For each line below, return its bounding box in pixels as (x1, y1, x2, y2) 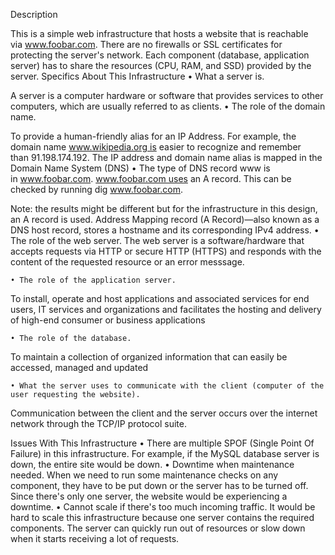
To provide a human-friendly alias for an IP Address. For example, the (10, 130, 297, 142)
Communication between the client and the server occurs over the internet (10, 407, 318, 419)
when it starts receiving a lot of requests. (10, 533, 180, 544)
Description (10, 9, 58, 20)
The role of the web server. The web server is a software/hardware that (10, 235, 305, 246)
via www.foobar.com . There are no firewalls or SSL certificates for (10, 39, 283, 50)
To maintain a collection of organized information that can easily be (10, 351, 288, 363)
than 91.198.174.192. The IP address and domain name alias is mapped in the (10, 152, 323, 163)
